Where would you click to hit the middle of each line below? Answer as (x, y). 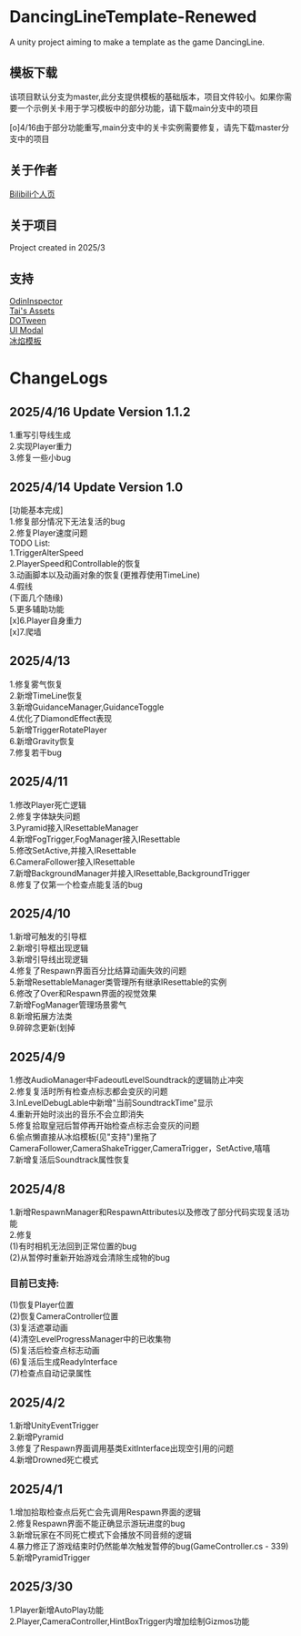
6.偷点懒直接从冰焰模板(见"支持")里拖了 (83, 1137)
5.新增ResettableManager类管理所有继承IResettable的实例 (118, 982)
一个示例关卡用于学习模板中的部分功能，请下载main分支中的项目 (138, 107)
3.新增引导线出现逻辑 (49, 959)
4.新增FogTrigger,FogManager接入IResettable (95, 839)
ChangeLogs (59, 378)
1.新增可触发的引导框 (48, 936)
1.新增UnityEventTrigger (54, 1426)
